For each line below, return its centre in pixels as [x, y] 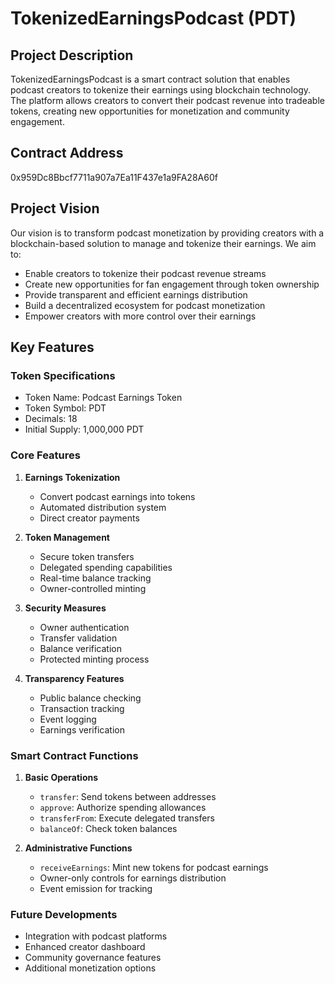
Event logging [68, 719]
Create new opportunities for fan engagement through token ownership [172, 284]
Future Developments [64, 914]
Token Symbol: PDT [65, 408]
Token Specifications [63, 375]
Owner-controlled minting [93, 588]
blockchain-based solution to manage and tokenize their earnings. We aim [163, 243]
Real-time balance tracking [95, 578]
